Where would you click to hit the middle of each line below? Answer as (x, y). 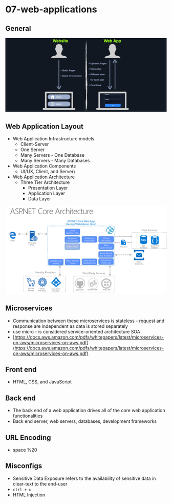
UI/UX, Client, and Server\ (48, 172)
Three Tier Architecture (45, 182)
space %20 (25, 450)
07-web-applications (51, 10)
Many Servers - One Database (52, 155)
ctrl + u (22, 490)
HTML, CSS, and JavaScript (42, 382)
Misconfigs (24, 466)
